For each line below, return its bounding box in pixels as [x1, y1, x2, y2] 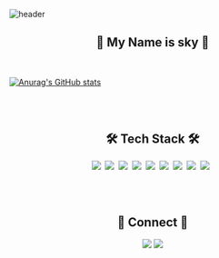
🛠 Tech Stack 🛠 [105, 132, 200, 147]
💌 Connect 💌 [116, 214, 189, 231]
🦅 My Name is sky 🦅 [95, 35, 210, 50]
